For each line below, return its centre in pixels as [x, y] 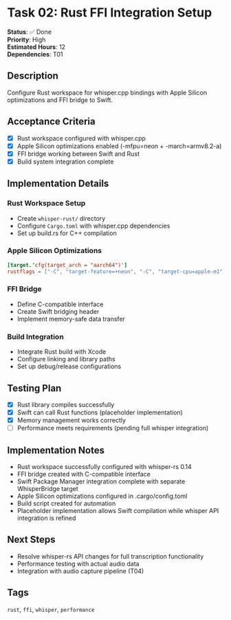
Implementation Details [58, 184]
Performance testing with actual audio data [78, 563]
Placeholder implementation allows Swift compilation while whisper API [118, 511]
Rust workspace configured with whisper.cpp [81, 138]
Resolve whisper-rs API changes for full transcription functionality [110, 556]
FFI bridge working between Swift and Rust [78, 154]
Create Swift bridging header [58, 311]
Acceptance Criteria [51, 122]
